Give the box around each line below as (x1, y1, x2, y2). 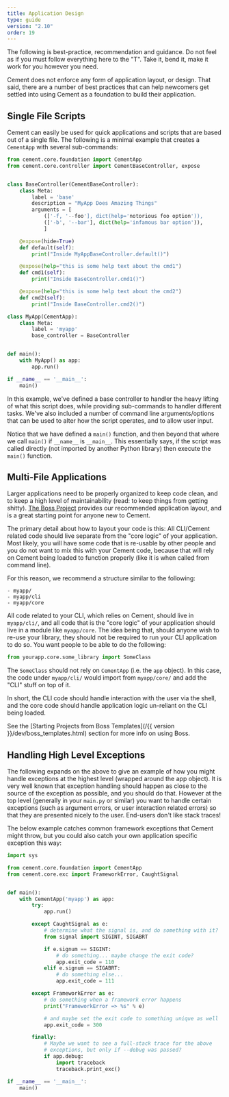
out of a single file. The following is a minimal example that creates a (7, 136, 200, 144)
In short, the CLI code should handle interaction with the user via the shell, (7, 694, 217, 702)
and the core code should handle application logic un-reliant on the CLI (7, 702, 208, 710)
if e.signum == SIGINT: (43, 946, 111, 952)
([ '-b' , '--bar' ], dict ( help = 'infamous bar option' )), (43, 219, 204, 226)
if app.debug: (43, 1053, 84, 1060)
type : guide (7, 16, 41, 23)
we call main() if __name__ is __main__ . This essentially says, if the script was (7, 436, 221, 445)
